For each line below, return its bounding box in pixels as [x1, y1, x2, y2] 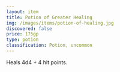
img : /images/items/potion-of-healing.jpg [6, 20, 114, 26]
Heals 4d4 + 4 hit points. [6, 58, 68, 66]
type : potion [6, 37, 39, 43]
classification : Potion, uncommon [6, 43, 93, 49]
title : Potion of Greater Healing [6, 14, 93, 20]
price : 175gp [6, 31, 39, 37]
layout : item [6, 8, 39, 15]
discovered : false [6, 25, 52, 32]
